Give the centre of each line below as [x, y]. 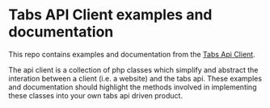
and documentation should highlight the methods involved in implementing [133, 87]
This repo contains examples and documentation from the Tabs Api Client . [132, 54]
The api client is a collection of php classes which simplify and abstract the [133, 69]
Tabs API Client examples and [110, 15]
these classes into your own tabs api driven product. [96, 95]
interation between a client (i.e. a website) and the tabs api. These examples [135, 78]
